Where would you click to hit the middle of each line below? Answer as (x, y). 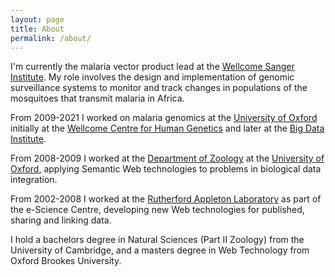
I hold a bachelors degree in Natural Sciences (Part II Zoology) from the (157, 240)
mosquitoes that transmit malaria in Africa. (97, 98)
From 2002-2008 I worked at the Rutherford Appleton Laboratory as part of (166, 199)
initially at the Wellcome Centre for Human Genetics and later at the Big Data (167, 128)
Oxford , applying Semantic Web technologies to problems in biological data (166, 169)
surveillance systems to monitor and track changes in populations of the (159, 88)
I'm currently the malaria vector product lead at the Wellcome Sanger (152, 67)
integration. (34, 180)
